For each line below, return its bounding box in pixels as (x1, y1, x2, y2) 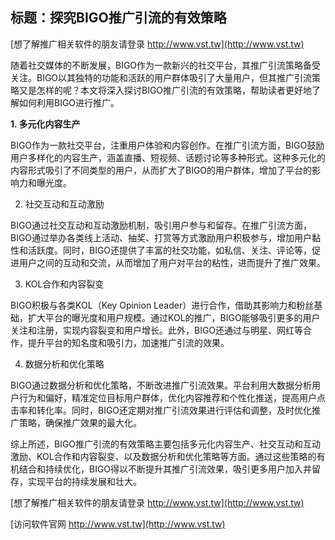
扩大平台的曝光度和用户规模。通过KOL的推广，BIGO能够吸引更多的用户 (27, 311, 321, 323)
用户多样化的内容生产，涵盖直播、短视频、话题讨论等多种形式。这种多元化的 (10, 151, 326, 163)
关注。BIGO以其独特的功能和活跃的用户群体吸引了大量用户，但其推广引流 (10, 71, 313, 83)
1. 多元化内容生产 (10, 118, 81, 130)
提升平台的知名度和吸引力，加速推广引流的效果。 (27, 336, 230, 348)
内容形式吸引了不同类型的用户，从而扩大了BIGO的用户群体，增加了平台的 (10, 164, 313, 176)
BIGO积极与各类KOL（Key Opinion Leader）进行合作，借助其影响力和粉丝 (10, 299, 315, 311)
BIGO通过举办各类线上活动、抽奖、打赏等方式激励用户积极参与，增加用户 (10, 231, 313, 243)
